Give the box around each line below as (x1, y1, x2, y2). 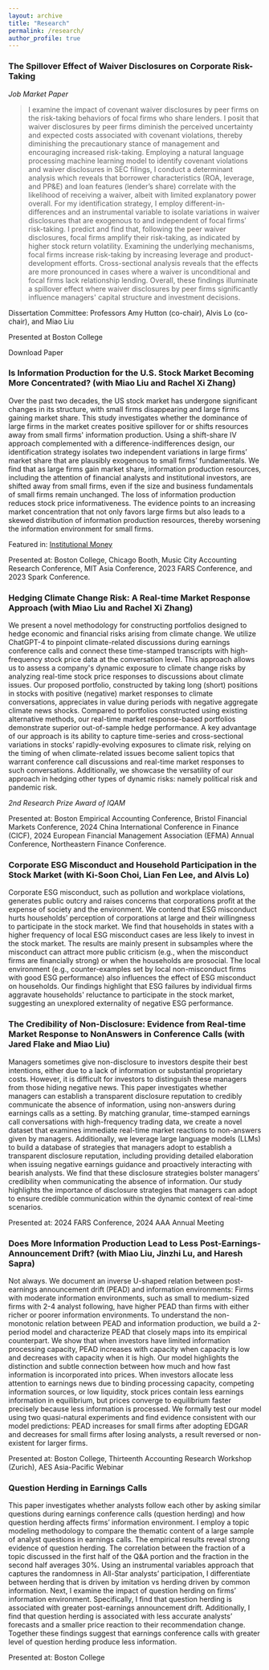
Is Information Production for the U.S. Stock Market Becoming (8, 367, 255, 378)
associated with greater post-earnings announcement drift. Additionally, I (8, 1603, 251, 1613)
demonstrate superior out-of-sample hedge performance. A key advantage (8, 723, 257, 733)
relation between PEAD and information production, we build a (45, 1319, 251, 1329)
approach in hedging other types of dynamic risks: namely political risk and (8, 774, 258, 784)
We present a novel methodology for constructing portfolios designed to (8, 620, 247, 631)
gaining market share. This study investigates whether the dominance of (8, 413, 248, 423)
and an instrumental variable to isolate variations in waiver (67, 206, 260, 217)
